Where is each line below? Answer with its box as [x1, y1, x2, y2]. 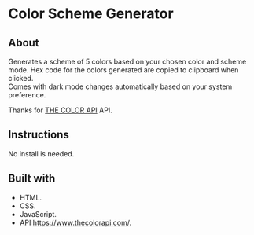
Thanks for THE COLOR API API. [8, 105, 112, 115]
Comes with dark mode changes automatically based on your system [8, 82, 233, 91]
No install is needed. [8, 149, 75, 158]
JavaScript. [19, 209, 57, 218]
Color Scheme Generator [8, 5, 175, 23]
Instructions [8, 128, 69, 141]
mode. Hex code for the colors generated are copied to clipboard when [8, 65, 239, 75]
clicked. [8, 74, 34, 83]
